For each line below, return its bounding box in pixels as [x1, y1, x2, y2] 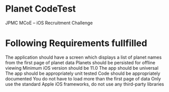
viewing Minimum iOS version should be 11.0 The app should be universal [5, 65, 159, 71]
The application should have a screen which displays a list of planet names [5, 54, 162, 60]
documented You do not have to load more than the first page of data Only [5, 75, 161, 81]
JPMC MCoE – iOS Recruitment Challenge [5, 20, 93, 26]
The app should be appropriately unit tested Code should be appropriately [5, 70, 161, 76]
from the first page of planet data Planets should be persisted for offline [5, 59, 156, 66]
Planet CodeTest [5, 3, 76, 15]
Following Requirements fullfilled [5, 37, 147, 49]
